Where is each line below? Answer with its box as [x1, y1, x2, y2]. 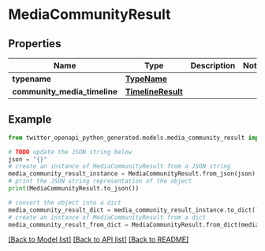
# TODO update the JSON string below [8, 148, 132, 156]
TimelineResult [125, 87, 183, 97]
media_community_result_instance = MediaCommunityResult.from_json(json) [8, 170, 256, 178]
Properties [8, 37, 62, 50]
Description [190, 61, 236, 71]
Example [8, 113, 52, 127]
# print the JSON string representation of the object [8, 177, 192, 186]
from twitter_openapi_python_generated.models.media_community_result [8, 134, 245, 142]
